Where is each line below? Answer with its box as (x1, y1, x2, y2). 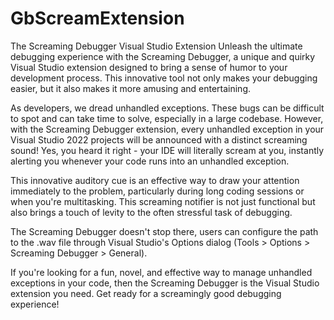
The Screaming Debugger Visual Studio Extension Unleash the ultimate (10, 40, 303, 52)
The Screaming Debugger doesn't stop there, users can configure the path (10, 225, 319, 237)
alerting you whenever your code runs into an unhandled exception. (10, 155, 290, 167)
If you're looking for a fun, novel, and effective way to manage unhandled (10, 266, 313, 278)
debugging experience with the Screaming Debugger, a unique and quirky (10, 50, 316, 62)
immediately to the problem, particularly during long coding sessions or (10, 185, 305, 197)
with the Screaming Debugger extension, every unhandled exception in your (10, 123, 325, 135)
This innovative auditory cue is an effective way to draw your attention (10, 174, 300, 186)
